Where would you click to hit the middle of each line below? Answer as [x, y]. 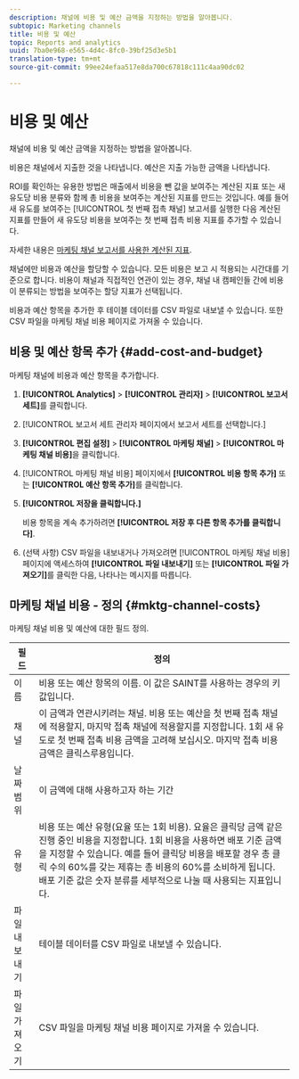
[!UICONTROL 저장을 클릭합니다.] [81, 503]
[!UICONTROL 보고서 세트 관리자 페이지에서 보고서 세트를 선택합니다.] [144, 424]
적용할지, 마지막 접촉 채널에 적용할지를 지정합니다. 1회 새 [162, 727]
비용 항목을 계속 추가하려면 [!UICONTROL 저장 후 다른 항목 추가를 [136, 522]
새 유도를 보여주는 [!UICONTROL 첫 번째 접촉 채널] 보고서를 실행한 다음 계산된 [145, 208]
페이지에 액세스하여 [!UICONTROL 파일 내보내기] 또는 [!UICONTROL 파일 [151, 564]
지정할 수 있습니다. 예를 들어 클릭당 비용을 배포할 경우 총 [160, 854]
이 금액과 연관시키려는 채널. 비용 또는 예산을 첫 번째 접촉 [149, 713]
